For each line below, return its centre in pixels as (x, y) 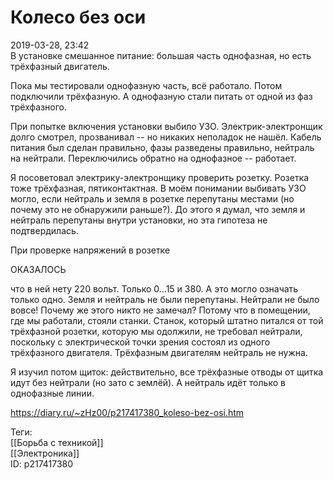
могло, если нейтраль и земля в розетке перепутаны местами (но (152, 198)
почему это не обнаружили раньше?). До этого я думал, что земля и (158, 209)
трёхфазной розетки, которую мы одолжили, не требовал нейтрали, (156, 331)
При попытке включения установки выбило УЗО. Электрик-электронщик (166, 126)
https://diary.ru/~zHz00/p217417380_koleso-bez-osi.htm (127, 412)
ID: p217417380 (42, 463)
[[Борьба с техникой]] (57, 442)
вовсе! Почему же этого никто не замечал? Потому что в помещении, (160, 310)
